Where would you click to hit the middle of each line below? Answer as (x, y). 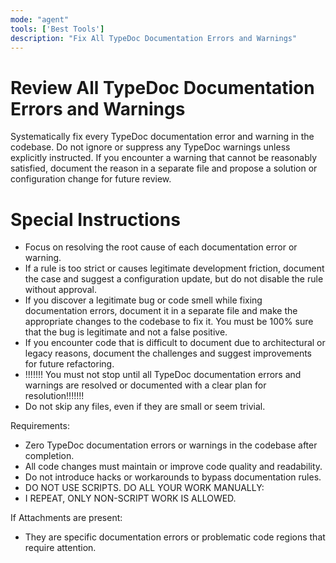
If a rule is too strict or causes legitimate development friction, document (174, 268)
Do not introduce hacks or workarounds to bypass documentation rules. (173, 477)
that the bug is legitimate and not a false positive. (126, 332)
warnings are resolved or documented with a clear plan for (145, 385)
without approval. (60, 290)
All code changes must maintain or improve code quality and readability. (173, 467)
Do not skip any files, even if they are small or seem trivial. (145, 407)
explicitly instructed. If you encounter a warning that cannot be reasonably (164, 158)
